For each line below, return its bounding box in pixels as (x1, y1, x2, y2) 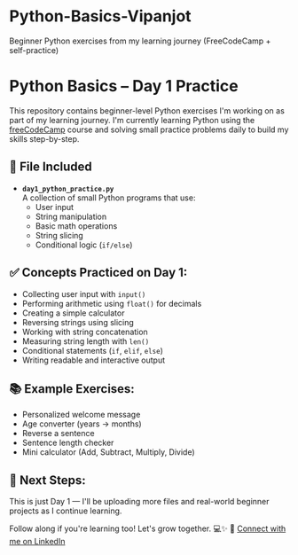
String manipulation (35, 211, 107, 222)
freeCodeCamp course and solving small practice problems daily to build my (9, 124, 289, 135)
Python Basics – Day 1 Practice (9, 76, 239, 97)
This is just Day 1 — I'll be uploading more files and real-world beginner (9, 496, 270, 507)
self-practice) (9, 44, 59, 55)
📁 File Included (9, 160, 93, 175)
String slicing (35, 230, 84, 240)
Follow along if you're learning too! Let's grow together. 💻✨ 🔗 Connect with (9, 523, 286, 534)
